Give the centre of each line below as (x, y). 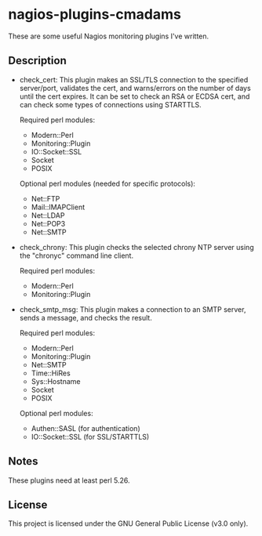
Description (37, 61)
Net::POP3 (48, 223)
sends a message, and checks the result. (86, 317)
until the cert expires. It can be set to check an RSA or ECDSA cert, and (135, 96)
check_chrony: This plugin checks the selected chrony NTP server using (136, 247)
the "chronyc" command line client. (76, 255)
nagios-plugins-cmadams (95, 14)
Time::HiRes (51, 373)
